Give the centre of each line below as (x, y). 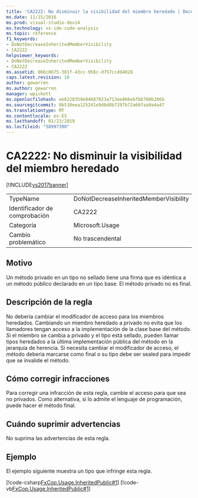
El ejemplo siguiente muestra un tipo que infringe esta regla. (79, 471)
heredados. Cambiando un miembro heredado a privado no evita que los (94, 323)
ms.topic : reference (32, 34)
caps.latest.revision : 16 (38, 77)
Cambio (20, 235)
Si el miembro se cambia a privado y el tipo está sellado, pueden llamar (93, 335)
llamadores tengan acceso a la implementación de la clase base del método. (99, 329)
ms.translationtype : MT (35, 110)
